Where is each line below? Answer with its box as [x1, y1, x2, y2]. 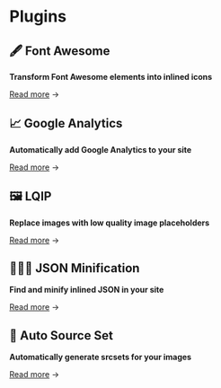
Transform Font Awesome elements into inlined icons [9, 72, 213, 82]
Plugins [9, 6, 67, 27]
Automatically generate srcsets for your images [9, 352, 191, 363]
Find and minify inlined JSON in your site [9, 285, 164, 295]
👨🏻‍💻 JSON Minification [9, 260, 140, 276]
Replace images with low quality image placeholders [9, 217, 210, 228]
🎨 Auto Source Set [9, 328, 114, 343]
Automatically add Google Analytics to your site [9, 144, 192, 154]
